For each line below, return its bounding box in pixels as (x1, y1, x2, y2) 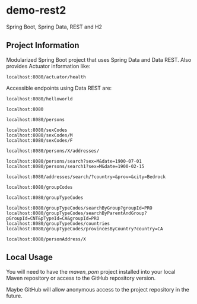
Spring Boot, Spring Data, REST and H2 (6, 23, 103, 30)
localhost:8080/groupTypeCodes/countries (6, 220, 110, 226)
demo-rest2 (6, 4, 66, 17)
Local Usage (6, 252, 53, 262)
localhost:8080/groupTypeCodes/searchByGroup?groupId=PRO (6, 205, 152, 211)
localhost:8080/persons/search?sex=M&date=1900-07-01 (6, 158, 142, 164)
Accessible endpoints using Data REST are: (6, 84, 112, 91)
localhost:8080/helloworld (6, 96, 73, 102)
